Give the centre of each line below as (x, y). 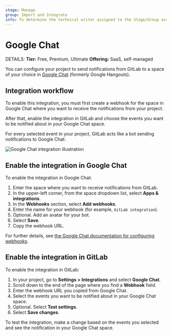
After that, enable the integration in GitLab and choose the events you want (84, 118)
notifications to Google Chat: (36, 140)
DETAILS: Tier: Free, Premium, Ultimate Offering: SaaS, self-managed (79, 59)
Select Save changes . (36, 312)
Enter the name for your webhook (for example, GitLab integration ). (85, 209)
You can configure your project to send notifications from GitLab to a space (85, 69)
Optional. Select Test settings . (45, 307)
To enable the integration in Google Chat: (49, 177)
